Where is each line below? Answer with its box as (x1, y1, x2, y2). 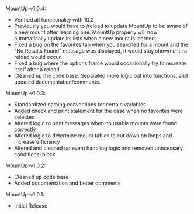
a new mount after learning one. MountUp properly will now (13, 29, 158, 36)
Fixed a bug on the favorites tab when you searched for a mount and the (13, 41, 188, 48)
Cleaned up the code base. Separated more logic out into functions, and (13, 73, 188, 79)
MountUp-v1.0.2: (5, 162, 46, 169)
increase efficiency (13, 139, 60, 145)
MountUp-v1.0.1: (5, 191, 44, 198)
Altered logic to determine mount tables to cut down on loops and (13, 132, 172, 139)
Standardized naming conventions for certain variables (13, 101, 147, 108)
